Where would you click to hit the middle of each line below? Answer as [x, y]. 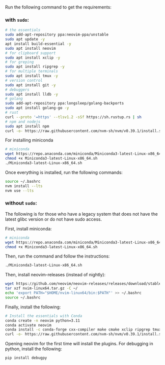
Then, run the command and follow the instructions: [57, 256]
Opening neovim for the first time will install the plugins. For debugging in [79, 344]
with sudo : [17, 20]
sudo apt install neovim [30, 48]
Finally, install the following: [33, 307]
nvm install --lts [24, 186]
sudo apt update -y [25, 39]
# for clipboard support [30, 53]
